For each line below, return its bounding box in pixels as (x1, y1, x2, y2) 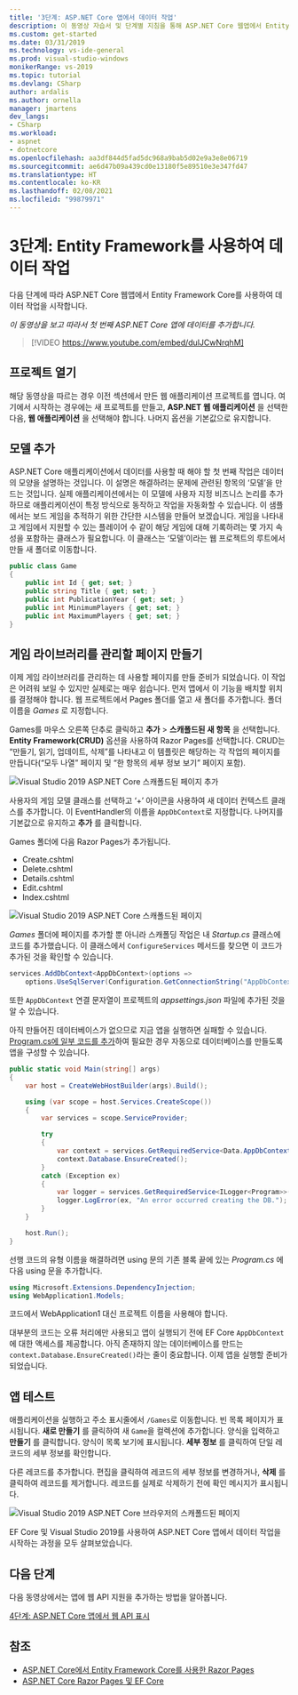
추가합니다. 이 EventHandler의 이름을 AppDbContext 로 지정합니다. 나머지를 (25, 807, 284, 817)
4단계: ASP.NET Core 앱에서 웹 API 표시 (9, 1611, 151, 1621)
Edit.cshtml (21, 882, 64, 894)
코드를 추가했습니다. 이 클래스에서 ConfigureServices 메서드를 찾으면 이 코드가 (9, 940, 283, 952)
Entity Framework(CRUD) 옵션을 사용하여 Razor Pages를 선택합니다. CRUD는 (9, 735, 286, 746)
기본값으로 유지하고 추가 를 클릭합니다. (9, 817, 142, 828)
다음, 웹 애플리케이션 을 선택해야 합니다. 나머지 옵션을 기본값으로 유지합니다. (9, 413, 271, 423)
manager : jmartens (9, 104, 77, 113)
